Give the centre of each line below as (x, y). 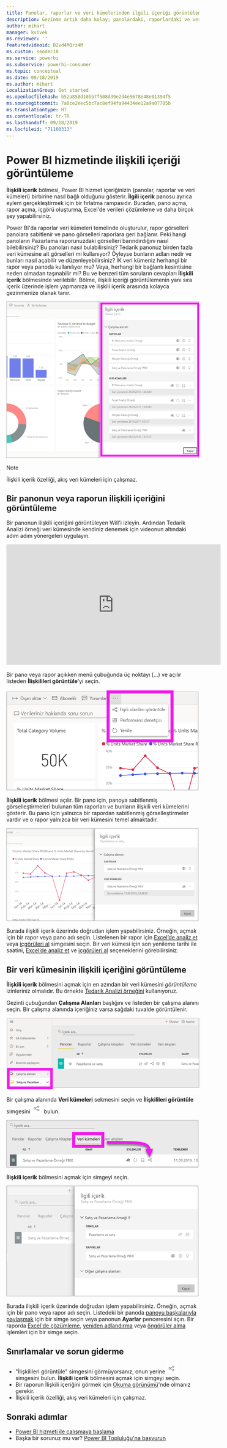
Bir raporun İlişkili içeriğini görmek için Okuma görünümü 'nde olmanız (103, 1385)
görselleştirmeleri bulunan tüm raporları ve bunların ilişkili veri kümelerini (98, 807)
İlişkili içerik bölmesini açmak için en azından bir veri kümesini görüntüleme (102, 985)
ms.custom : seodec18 (33, 52)
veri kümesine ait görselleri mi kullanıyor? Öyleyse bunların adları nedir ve (99, 254)
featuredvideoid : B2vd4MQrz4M (45, 45)
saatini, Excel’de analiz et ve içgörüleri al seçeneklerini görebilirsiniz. (92, 950)
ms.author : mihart (30, 84)
